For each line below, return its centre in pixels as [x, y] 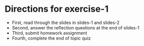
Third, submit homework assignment [50, 33]
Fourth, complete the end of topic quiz [51, 38]
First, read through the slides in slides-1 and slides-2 [66, 23]
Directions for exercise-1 [57, 9]
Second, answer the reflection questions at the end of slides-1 [76, 27]
